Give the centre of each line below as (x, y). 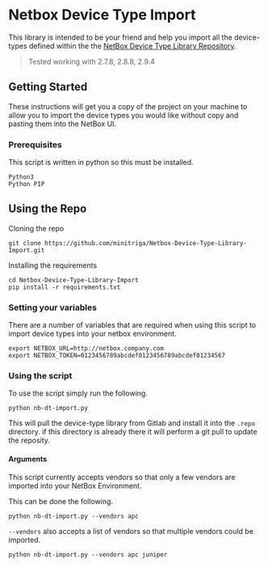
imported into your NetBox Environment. (75, 485)
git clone (25, 243)
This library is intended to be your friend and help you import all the (120, 37)
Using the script (40, 376)
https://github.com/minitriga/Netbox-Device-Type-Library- (146, 243)
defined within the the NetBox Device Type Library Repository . (132, 45)
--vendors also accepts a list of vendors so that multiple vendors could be (131, 531)
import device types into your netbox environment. (92, 334)
